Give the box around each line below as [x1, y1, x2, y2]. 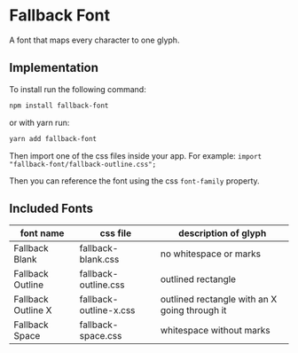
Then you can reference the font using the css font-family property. [9, 175, 260, 186]
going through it [160, 304, 227, 317]
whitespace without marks [160, 325, 271, 337]
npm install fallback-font [9, 101, 109, 110]
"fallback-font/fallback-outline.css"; [9, 160, 157, 169]
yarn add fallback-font [9, 134, 98, 143]
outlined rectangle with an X [160, 294, 278, 306]
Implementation [9, 60, 99, 75]
